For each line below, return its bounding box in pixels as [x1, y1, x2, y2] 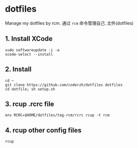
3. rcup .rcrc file [5, 100, 54, 108]
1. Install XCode [5, 35, 53, 43]
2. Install [5, 65, 32, 74]
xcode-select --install [5, 52, 53, 57]
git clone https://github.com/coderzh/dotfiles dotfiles [5, 82, 123, 87]
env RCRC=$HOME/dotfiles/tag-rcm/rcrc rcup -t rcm [5, 113, 110, 118]
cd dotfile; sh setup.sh [5, 86, 55, 91]
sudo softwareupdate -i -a [5, 47, 60, 52]
